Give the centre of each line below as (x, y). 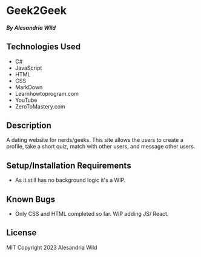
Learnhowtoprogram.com (47, 93)
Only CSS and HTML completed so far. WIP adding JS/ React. (92, 214)
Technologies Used (43, 47)
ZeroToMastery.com (40, 106)
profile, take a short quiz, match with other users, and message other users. (101, 147)
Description (29, 125)
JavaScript (28, 68)
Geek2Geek (36, 11)
